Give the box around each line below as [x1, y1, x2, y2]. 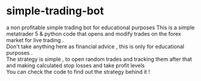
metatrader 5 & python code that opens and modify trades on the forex [6, 30, 181, 37]
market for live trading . [6, 36, 64, 43]
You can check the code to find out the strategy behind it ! [6, 68, 150, 75]
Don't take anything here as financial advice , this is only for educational [6, 43, 185, 50]
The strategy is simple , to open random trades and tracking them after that [6, 55, 192, 63]
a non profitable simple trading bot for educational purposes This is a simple [6, 24, 195, 31]
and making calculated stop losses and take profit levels [6, 61, 145, 69]
